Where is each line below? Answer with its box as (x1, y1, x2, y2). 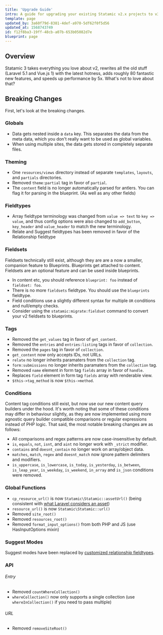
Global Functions (5, 484, 46, 491)
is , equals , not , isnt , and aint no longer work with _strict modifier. (12, 441, 148, 447)
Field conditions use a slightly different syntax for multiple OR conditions (12, 298, 156, 303)
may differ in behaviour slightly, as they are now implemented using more (5, 411, 152, 417)
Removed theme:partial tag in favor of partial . (12, 180, 108, 186)
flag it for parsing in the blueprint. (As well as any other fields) (12, 190, 136, 196)
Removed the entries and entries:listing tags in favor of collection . (12, 341, 153, 347)
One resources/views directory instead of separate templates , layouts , (12, 170, 153, 176)
